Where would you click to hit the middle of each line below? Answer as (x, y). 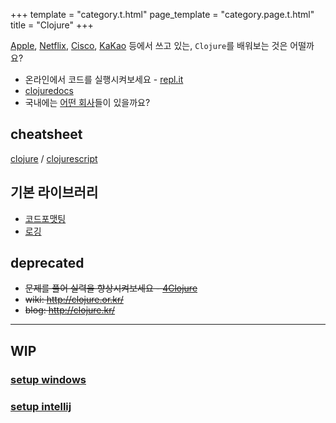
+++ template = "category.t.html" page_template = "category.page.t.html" (162, 14)
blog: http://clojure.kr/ (70, 310)
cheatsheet (46, 134)
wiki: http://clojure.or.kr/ (74, 300)
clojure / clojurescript (54, 158)
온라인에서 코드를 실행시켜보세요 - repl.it (104, 79)
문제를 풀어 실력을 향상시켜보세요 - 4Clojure (111, 288)
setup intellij (41, 406)
